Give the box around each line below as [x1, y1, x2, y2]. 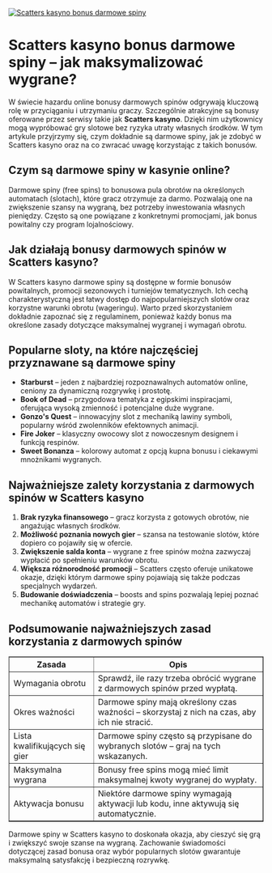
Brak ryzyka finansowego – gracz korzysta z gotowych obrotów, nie [19, 512, 249, 522]
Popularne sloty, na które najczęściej [8, 343, 198, 357]
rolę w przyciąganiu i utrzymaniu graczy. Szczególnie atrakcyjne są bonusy [8, 105, 259, 115]
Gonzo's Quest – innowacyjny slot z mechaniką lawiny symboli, [19, 412, 232, 422]
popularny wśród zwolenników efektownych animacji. [19, 421, 199, 430]
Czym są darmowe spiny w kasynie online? [8, 163, 231, 177]
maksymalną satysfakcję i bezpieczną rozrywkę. [8, 855, 170, 865]
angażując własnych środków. [19, 521, 121, 531]
